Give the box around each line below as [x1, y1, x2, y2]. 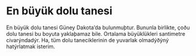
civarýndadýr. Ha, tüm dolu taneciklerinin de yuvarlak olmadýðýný [6, 36, 169, 43]
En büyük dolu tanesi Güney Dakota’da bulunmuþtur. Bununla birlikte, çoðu [6, 24, 190, 31]
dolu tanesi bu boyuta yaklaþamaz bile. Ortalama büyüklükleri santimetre [6, 30, 185, 37]
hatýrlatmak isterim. [6, 43, 56, 50]
